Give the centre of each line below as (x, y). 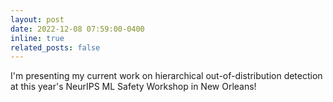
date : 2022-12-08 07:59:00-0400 (77, 29)
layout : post (37, 19)
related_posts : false (55, 47)
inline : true (37, 38)
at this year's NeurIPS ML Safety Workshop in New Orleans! (133, 87)
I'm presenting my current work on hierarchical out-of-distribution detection (166, 76)
